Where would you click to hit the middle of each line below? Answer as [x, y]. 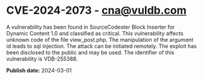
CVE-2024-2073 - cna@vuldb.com [96, 10]
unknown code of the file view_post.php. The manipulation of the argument [100, 39]
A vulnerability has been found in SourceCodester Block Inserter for [91, 27]
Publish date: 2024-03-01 [39, 70]
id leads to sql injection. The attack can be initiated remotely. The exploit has [101, 46]
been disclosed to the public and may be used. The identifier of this [90, 52]
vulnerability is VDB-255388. [42, 59]
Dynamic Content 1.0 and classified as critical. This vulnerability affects [95, 33]
